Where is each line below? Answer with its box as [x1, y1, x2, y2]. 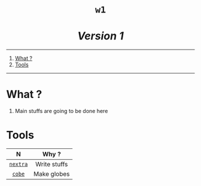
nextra [9, 161, 28, 167]
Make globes [33, 170, 70, 178]
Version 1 [77, 29, 124, 43]
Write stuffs [35, 160, 68, 168]
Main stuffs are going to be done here [14, 108, 108, 115]
